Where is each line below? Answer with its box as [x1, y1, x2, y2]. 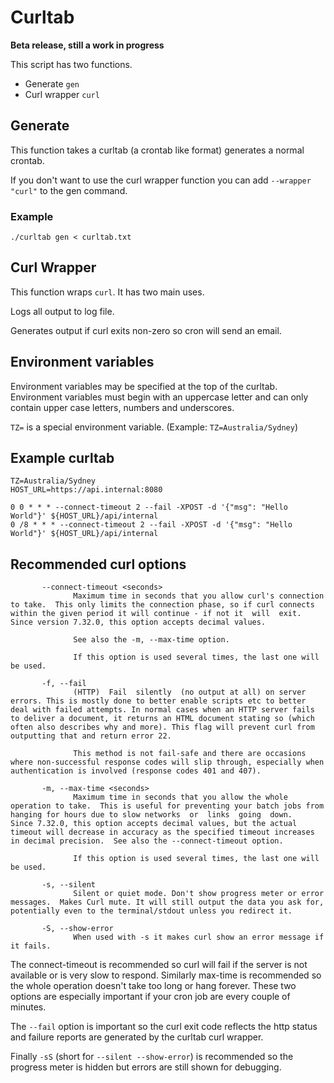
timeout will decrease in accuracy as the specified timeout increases [10, 827, 315, 838]
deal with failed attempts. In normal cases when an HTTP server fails [10, 705, 315, 715]
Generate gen [24, 77, 80, 90]
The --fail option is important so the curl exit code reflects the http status [10, 1021, 318, 1033]
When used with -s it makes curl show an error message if [73, 932, 325, 943]
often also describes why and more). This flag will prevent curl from [10, 722, 315, 733]
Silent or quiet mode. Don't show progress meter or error [73, 889, 325, 899]
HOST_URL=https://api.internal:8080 [10, 485, 163, 495]
